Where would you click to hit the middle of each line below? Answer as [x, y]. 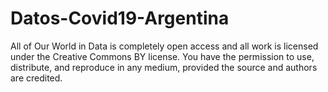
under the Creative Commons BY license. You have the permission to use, [162, 56]
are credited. [36, 78]
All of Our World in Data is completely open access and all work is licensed [164, 46]
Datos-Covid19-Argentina [120, 18]
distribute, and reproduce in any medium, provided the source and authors [164, 67]
